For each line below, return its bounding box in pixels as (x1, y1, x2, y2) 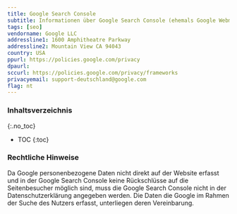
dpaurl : (7, 63, 30, 70)
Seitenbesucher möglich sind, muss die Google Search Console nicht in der (7, 184, 227, 192)
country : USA (7, 50, 46, 57)
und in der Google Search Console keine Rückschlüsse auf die (7, 176, 189, 184)
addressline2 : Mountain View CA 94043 (7, 43, 121, 50)
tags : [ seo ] (7, 23, 42, 30)
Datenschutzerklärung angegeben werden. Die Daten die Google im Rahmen (7, 191, 229, 199)
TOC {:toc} (17, 135, 49, 144)
